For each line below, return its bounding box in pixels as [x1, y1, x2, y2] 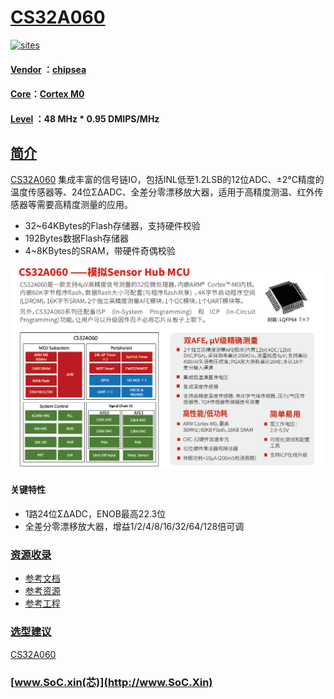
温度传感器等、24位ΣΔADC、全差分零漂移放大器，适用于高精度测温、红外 [10, 186, 315, 198]
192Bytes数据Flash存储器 [24, 232, 130, 244]
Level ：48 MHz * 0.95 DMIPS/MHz [10, 112, 160, 125]
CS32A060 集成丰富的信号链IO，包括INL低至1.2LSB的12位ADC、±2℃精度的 [10, 173, 325, 185]
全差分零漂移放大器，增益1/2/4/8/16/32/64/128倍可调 [24, 521, 245, 533]
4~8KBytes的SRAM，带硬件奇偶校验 [24, 244, 176, 256]
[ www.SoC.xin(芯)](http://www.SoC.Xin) [10, 675, 213, 689]
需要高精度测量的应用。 [36, 198, 133, 210]
